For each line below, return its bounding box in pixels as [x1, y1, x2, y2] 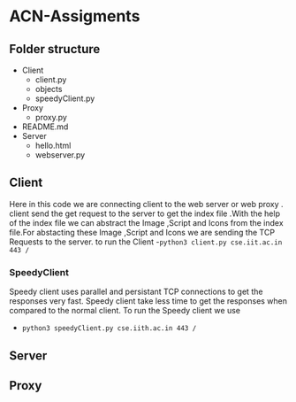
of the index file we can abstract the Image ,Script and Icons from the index [9, 217, 285, 228]
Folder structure [9, 42, 101, 57]
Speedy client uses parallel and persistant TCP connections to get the [9, 286, 263, 298]
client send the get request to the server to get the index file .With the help [9, 208, 281, 219]
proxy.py [34, 112, 68, 122]
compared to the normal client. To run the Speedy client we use [9, 305, 241, 316]
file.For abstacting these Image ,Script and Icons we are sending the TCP [9, 227, 276, 237]
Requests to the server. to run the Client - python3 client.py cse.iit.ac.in [9, 236, 283, 247]
